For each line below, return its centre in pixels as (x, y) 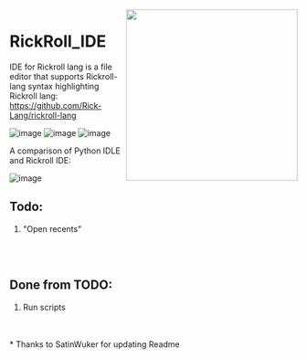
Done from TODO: (61, 285)
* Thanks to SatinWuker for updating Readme (95, 344)
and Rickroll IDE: (40, 160)
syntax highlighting (64, 86)
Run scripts (44, 307)
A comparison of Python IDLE (65, 151)
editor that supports (47, 76)
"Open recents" (52, 228)
